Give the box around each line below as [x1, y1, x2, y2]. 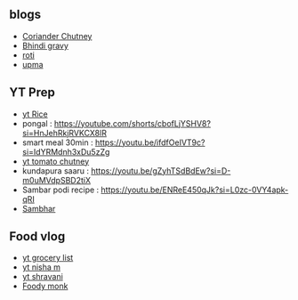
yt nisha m [21, 262, 60, 272]
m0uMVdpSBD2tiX [21, 174, 92, 185]
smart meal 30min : [21, 137, 93, 148]
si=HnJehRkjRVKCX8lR [21, 127, 107, 138]
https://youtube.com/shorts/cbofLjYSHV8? [53, 118, 212, 128]
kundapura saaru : [21, 165, 90, 176]
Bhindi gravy [21, 40, 69, 51]
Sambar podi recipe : [21, 184, 100, 195]
